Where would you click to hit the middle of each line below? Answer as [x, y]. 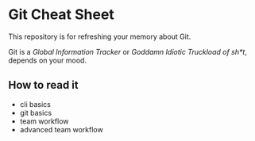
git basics [36, 112]
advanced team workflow [61, 129]
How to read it [43, 85]
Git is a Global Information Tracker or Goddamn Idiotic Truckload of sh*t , [128, 51]
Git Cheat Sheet [62, 15]
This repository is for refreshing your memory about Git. [100, 36]
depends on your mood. [48, 60]
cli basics [35, 104]
